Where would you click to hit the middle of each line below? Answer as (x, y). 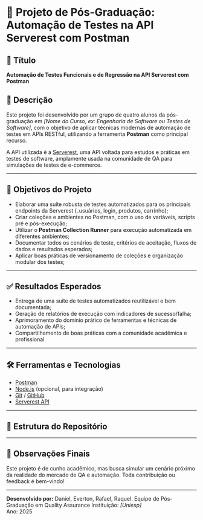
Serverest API (32, 402)
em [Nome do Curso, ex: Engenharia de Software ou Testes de (112, 121)
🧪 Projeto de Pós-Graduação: (81, 12)
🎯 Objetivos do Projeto (49, 190)
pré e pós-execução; (41, 223)
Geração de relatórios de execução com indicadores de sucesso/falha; (103, 314)
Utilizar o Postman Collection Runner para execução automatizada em (103, 230)
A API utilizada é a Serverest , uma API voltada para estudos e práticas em (98, 152)
